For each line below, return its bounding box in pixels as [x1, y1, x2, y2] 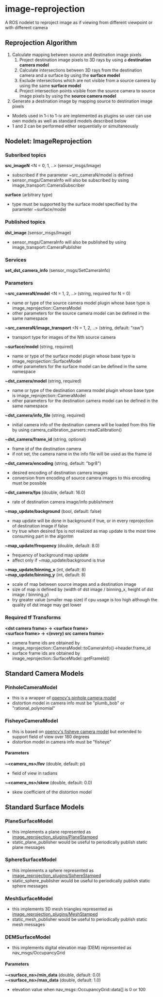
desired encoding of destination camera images [12, 470, 108, 476]
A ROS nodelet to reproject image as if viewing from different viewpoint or [5, 19, 153, 25]
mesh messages [12, 922, 45, 927]
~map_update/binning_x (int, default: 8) [5, 567, 86, 573]
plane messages [12, 844, 45, 850]
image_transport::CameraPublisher [12, 244, 82, 250]
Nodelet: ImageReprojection [5, 137, 92, 145]
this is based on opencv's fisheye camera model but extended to [12, 728, 142, 735]
